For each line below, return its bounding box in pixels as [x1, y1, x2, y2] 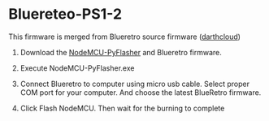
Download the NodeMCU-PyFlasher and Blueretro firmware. [20, 47, 222, 57]
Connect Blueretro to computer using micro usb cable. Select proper [20, 79, 250, 89]
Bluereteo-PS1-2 [8, 5, 123, 24]
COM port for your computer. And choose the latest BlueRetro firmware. [20, 87, 262, 97]
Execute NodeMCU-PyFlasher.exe [20, 63, 135, 73]
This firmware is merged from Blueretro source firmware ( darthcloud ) [8, 32, 241, 41]
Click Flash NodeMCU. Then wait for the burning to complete [20, 103, 225, 113]
